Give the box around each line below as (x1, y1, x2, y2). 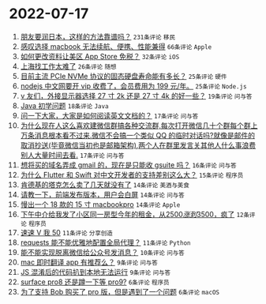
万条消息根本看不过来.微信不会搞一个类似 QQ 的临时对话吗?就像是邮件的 (20, 130, 256, 140)
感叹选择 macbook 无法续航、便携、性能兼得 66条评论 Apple (20, 41, 212, 51)
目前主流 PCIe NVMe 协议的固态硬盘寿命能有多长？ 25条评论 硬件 (20, 71, 227, 81)
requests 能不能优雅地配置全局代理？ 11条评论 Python (20, 238, 191, 247)
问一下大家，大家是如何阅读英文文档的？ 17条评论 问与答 (20, 111, 199, 120)
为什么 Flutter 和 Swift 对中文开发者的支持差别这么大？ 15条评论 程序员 (20, 170, 244, 179)
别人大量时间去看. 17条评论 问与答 (20, 150, 125, 160)
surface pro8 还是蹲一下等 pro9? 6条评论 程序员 (20, 277, 170, 287)
